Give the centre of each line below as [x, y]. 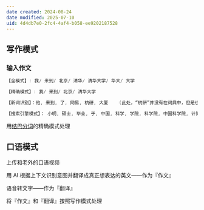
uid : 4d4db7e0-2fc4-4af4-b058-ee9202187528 [62, 23]
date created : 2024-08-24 [39, 12]
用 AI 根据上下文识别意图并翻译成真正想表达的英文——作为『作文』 [90, 176]
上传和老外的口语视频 [33, 162]
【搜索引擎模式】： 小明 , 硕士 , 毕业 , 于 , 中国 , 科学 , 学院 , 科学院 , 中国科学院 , [97, 113]
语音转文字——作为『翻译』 [41, 188]
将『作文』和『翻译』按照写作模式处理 [54, 201]
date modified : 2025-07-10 [40, 18]
